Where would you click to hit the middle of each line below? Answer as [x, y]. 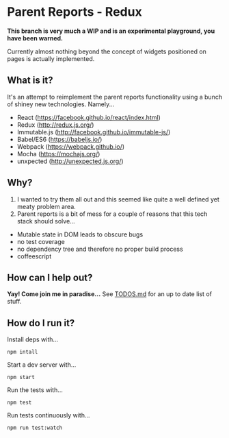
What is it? [30, 81]
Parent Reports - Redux [75, 12]
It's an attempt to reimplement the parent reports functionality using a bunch [115, 97]
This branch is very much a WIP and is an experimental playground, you [111, 31]
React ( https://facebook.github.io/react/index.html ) [89, 117]
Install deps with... [33, 339]
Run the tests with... [35, 390]
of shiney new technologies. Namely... [61, 104]
